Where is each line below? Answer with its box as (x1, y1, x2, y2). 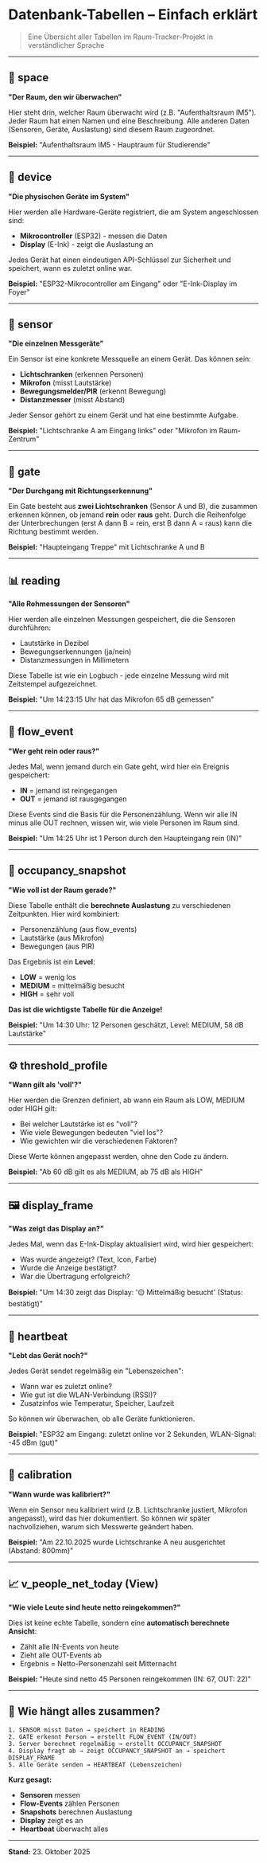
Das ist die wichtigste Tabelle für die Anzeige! (8, 1004, 163, 1014)
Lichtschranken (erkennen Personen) (19, 370, 145, 379)
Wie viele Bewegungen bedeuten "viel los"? (19, 1128, 164, 1137)
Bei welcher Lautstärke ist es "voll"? (19, 1119, 137, 1129)
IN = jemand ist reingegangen (19, 785, 118, 795)
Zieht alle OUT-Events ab (19, 1650, 102, 1660)
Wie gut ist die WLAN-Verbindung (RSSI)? (19, 1390, 157, 1399)
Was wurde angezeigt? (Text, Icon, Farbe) (19, 1254, 157, 1264)
